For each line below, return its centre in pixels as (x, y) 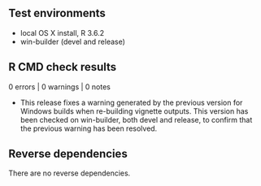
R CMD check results (63, 67)
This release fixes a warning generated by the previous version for (131, 102)
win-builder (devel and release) (73, 41)
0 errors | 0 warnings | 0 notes (60, 87)
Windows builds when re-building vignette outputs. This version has (134, 111)
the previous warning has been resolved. (89, 128)
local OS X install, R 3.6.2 (62, 32)
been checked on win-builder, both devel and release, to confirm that (136, 119)
